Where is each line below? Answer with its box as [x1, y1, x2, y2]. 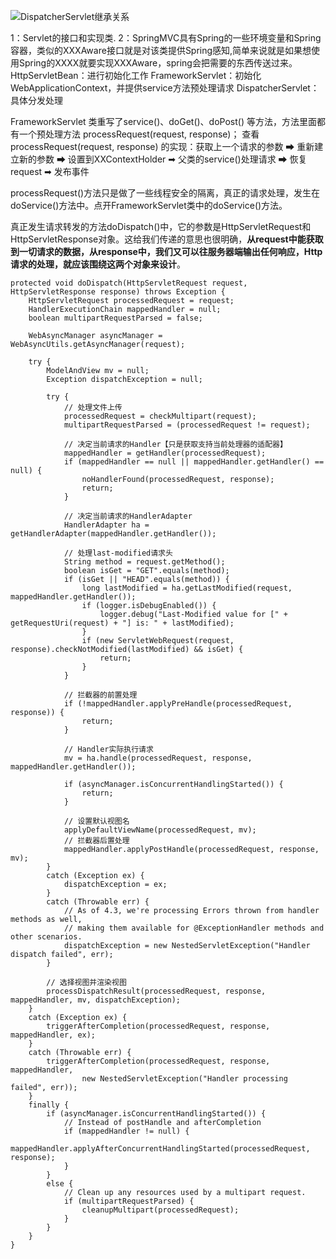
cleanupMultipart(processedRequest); [81, 1205, 240, 1215]
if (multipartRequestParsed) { [63, 1196, 195, 1206]
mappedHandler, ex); [10, 1030, 97, 1040]
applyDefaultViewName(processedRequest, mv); [63, 825, 257, 835]
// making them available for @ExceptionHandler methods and [63, 923, 325, 933]
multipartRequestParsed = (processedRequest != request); [63, 420, 311, 430]
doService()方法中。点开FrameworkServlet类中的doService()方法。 [10, 200, 288, 211]
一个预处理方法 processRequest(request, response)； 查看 [18, 128, 260, 140]
